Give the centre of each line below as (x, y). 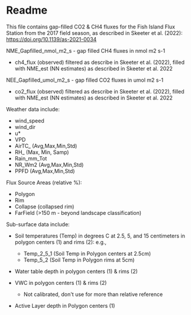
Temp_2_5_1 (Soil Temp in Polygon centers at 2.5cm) (87, 253)
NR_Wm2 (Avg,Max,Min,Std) (49, 165)
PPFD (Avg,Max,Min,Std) (45, 171)
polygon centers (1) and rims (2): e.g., (61, 242)
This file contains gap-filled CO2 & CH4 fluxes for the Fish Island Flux (91, 27)
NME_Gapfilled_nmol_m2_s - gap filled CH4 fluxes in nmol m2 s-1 (86, 50)
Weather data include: (33, 109)
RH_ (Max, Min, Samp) (42, 152)
